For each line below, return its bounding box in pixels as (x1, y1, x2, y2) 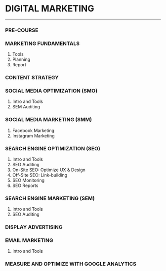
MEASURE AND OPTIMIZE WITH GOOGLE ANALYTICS (5, 261, 137, 268)
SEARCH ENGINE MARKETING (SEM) (5, 195, 95, 202)
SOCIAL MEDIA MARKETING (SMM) (5, 116, 92, 123)
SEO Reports (12, 182, 39, 188)
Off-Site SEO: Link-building (12, 172, 68, 178)
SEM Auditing (12, 104, 41, 110)
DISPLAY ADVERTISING (5, 224, 63, 230)
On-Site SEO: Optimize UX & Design (12, 167, 85, 173)
